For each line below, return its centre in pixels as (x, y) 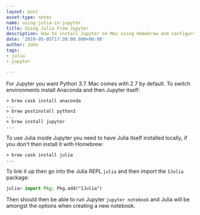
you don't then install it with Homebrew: (55, 144)
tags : (13, 50)
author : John (22, 45)
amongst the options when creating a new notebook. (71, 206)
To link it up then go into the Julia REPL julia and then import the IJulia (95, 171)
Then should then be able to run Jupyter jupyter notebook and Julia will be (98, 200)
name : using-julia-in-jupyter (44, 23)
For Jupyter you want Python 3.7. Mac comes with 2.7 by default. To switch (98, 83)
